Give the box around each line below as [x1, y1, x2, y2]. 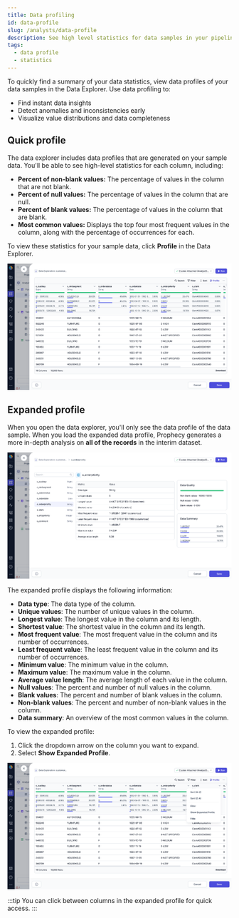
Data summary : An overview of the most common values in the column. [17, 714, 229, 722]
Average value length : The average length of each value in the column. [17, 675, 228, 685]
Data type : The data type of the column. [17, 600, 137, 608]
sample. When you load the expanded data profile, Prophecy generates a [7, 430, 222, 439]
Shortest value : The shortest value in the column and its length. [17, 622, 206, 631]
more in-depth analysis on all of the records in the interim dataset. [7, 438, 203, 446]
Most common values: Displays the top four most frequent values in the [17, 220, 230, 228]
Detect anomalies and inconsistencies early [17, 106, 146, 114]
